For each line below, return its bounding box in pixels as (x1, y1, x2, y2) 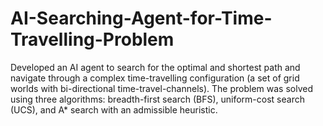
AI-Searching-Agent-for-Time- (10, 7, 273, 30)
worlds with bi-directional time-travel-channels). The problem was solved (10, 82, 314, 94)
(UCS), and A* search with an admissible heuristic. (10, 103, 218, 116)
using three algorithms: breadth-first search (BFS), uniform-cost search (10, 93, 305, 105)
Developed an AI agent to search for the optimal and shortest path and (10, 61, 301, 73)
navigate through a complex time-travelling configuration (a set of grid (10, 72, 300, 84)
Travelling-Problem (10, 28, 175, 51)
